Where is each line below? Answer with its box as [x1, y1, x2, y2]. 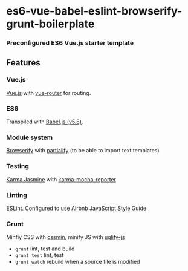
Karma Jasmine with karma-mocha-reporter [6, 175, 117, 183]
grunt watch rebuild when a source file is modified [15, 258, 140, 266]
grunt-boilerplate [6, 17, 95, 31]
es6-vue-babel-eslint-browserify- [6, 4, 183, 18]
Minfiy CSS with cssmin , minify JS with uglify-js [6, 233, 125, 241]
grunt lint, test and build [15, 245, 75, 252]
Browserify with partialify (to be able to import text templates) [6, 147, 160, 154]
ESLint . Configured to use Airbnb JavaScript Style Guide [6, 204, 147, 212]
